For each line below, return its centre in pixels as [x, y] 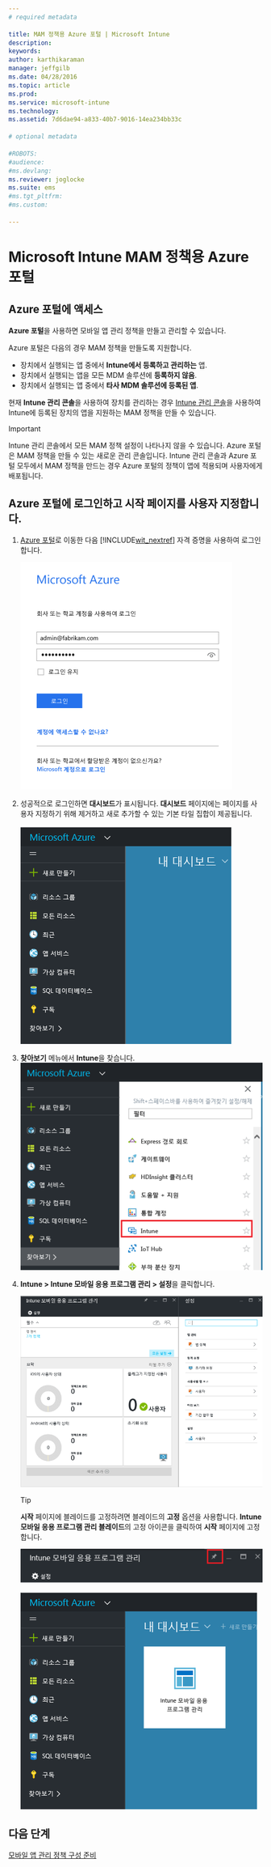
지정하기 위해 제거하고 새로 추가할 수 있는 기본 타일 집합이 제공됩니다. [144, 813]
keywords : [25, 51]
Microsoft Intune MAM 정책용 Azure [129, 257]
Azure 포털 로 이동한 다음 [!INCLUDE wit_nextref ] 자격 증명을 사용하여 [130, 540]
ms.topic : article [39, 85]
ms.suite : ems [32, 188]
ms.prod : [23, 94]
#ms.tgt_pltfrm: [35, 197]
